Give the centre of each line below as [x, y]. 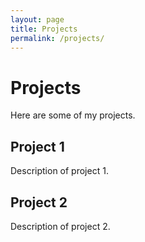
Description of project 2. [60, 226]
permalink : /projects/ [57, 38]
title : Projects [44, 29]
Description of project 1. [59, 171]
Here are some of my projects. [73, 115]
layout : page [37, 19]
